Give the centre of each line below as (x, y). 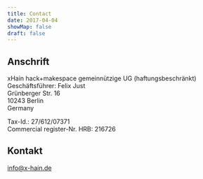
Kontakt (25, 151)
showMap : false (30, 27)
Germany (21, 108)
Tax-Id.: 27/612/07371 (39, 122)
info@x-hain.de (30, 168)
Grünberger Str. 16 (34, 93)
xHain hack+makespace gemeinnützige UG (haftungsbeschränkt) (102, 78)
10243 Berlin (26, 101)
